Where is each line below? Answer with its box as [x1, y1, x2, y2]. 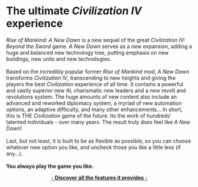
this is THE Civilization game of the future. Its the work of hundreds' [6, 112, 171, 119]
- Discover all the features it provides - [51, 174, 148, 181]
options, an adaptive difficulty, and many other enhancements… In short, [6, 106, 183, 113]
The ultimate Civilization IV [6, 4, 142, 18]
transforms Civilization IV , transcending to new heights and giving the [6, 74, 176, 81]
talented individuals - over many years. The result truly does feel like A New [6, 118, 190, 125]
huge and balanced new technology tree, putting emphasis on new [6, 49, 169, 56]
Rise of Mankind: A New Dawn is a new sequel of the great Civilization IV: [6, 36, 186, 43]
